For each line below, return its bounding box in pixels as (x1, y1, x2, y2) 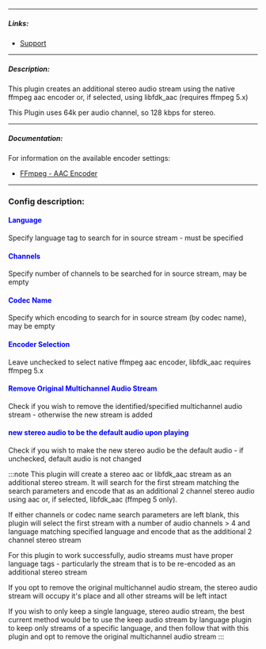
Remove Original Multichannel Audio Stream (8, 384, 158, 393)
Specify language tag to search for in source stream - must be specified (8, 233, 244, 242)
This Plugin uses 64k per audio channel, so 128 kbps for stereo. (8, 108, 216, 117)
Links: (8, 18, 29, 28)
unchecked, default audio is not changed (8, 454, 142, 464)
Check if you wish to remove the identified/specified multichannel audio (8, 401, 243, 410)
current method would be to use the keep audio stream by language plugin (8, 615, 252, 624)
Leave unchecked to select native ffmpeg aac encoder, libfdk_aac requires (8, 357, 252, 367)
